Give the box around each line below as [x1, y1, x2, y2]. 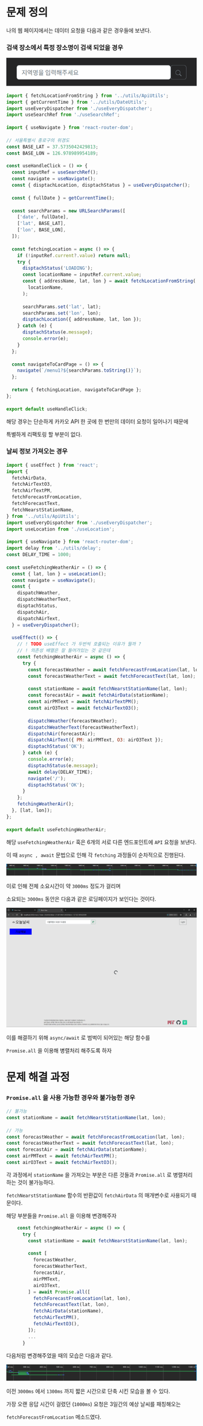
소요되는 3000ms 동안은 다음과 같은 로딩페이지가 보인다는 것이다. [6, 895, 156, 903]
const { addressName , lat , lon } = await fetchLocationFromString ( [22, 278, 196, 284]
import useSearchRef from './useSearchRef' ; [6, 112, 120, 118]
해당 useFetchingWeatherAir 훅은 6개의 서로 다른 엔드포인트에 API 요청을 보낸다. [6, 838, 197, 846]
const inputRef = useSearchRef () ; [11, 169, 98, 176]
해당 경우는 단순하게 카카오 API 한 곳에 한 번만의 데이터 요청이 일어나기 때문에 [6, 418, 188, 425]
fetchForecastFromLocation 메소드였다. [6, 1413, 101, 1421]
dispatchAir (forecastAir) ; [28, 731, 96, 737]
